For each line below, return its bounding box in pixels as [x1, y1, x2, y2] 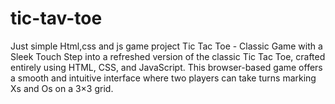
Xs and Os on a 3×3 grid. [10, 82, 114, 94]
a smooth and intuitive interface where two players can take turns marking [10, 72, 317, 84]
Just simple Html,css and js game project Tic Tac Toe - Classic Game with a [10, 40, 323, 52]
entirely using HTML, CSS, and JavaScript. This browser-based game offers [10, 61, 323, 73]
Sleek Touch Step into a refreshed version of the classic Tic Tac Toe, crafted [10, 50, 326, 62]
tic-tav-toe [10, 7, 103, 30]
